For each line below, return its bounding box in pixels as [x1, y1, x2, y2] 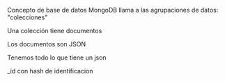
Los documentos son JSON [7, 40, 86, 48]
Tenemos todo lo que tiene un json [7, 53, 107, 62]
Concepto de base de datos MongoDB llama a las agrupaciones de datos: [7, 6, 219, 14]
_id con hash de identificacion [7, 67, 93, 75]
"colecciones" [7, 13, 48, 21]
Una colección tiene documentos [7, 27, 102, 35]
